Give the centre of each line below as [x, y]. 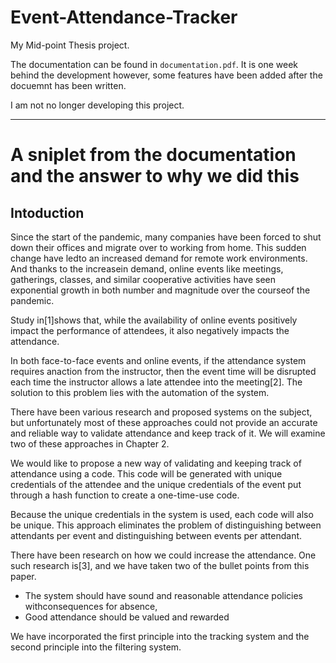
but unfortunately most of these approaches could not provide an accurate [164, 422]
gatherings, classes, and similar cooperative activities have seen [143, 279]
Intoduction [47, 212]
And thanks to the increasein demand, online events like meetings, [147, 268]
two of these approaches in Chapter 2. [90, 443]
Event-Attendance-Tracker [124, 17]
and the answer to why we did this [155, 176]
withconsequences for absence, [91, 606]
